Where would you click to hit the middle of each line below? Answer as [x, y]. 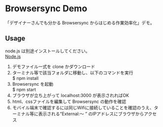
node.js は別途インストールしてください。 [48, 51]
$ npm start [24, 89]
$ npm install [25, 78]
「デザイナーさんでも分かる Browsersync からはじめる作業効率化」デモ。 [80, 23]
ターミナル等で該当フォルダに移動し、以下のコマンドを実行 [73, 73]
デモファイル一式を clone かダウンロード [53, 66]
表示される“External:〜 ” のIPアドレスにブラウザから [91, 114]
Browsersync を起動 [33, 84]
